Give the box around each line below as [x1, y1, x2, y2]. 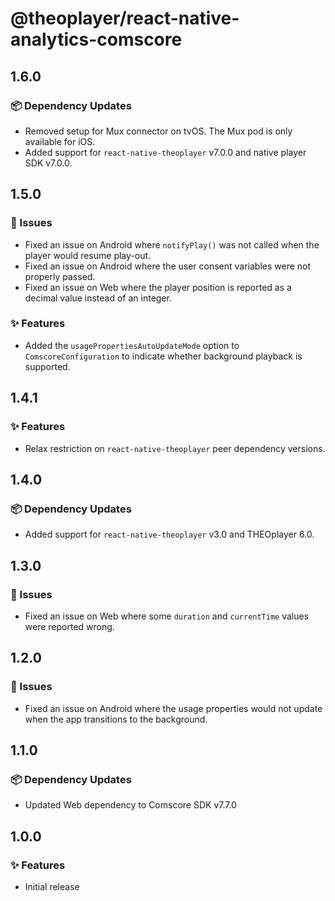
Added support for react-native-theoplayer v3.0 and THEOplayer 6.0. [24, 528, 315, 541]
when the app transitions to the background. [24, 713, 208, 725]
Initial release [24, 880, 80, 892]
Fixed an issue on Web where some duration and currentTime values [24, 610, 310, 622]
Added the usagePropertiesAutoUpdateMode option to [24, 339, 240, 351]
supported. [24, 360, 71, 372]
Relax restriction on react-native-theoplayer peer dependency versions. [24, 442, 326, 454]
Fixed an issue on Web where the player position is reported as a [24, 281, 292, 293]
